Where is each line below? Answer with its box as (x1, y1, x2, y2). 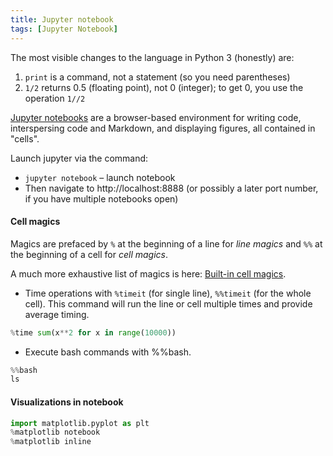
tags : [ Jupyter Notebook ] (10, 24, 118, 34)
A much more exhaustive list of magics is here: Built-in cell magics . (10, 267, 287, 280)
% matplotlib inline (10, 437, 92, 447)
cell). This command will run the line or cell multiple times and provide (24, 297, 313, 310)
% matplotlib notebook (10, 427, 101, 438)
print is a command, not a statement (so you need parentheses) (24, 71, 291, 83)
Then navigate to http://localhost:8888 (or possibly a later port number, (24, 182, 319, 194)
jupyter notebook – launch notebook (24, 171, 176, 183)
